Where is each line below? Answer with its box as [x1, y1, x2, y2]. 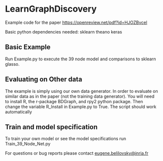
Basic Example [5, 43, 51, 52]
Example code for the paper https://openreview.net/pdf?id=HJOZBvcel [5, 19, 147, 25]
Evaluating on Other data [5, 75, 82, 84]
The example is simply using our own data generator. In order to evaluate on [5, 88, 159, 94]
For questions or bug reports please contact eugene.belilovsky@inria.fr [5, 150, 149, 156]
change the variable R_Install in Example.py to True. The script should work [5, 104, 157, 109]
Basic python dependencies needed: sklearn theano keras [5, 29, 122, 35]
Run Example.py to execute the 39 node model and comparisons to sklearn [5, 56, 156, 62]
